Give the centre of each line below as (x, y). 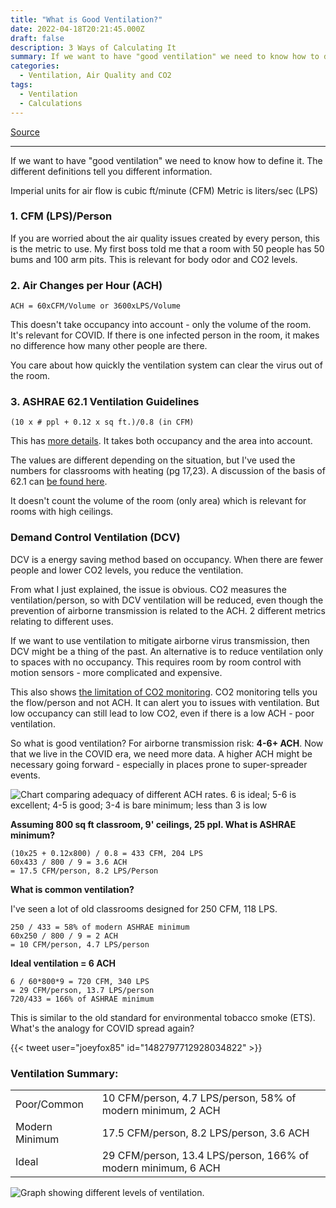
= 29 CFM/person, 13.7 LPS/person (82, 990)
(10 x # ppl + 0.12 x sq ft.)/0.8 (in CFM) (102, 422)
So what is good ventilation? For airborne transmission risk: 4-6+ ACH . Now (167, 743)
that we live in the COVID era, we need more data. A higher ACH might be (161, 753)
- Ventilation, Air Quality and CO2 (95, 76)
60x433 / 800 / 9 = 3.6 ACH (69, 862)
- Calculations (51, 103)
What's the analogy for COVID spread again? (102, 1028)
